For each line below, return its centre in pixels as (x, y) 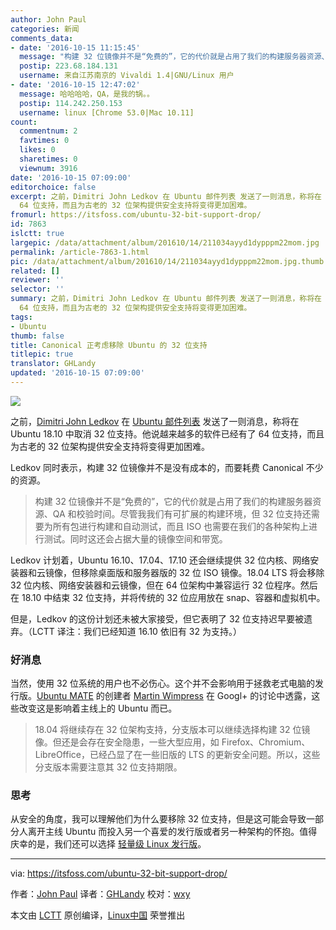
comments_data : (42, 38)
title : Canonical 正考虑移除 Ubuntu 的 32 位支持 (109, 345)
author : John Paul (48, 19)
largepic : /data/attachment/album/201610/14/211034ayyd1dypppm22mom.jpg (165, 242)
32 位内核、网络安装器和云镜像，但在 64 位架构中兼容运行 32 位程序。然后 (164, 585)
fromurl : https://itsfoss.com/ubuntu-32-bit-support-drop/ (136, 215)
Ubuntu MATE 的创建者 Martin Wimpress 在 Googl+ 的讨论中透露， (174, 696)
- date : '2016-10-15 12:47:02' (75, 85)
